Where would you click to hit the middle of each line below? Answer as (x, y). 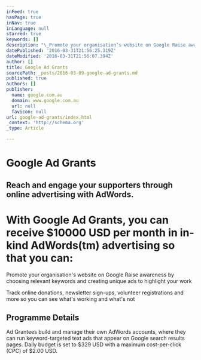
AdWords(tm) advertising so (103, 245)
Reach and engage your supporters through (90, 185)
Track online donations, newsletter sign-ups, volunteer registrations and (95, 293)
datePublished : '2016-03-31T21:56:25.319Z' (61, 51)
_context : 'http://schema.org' (45, 123)
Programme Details (43, 317)
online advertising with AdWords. (70, 194)
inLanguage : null (28, 28)
